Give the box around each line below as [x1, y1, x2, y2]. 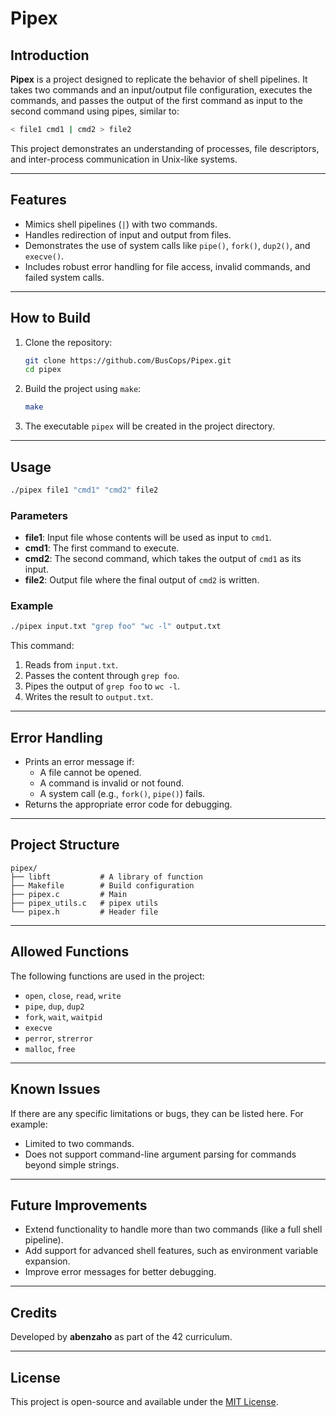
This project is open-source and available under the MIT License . [10, 1395, 279, 1407]
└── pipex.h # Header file [10, 907, 159, 917]
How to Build [10, 310, 92, 327]
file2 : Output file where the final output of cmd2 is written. [24, 574, 260, 586]
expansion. [24, 1255, 71, 1267]
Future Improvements [10, 1197, 148, 1214]
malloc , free [24, 1042, 76, 1054]
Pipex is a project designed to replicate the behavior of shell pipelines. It [10, 73, 308, 85]
